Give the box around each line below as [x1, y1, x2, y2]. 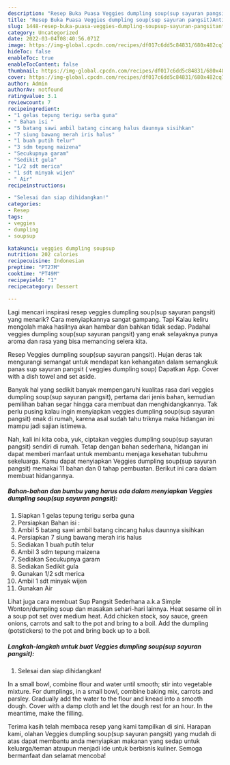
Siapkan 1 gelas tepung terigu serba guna [17, 512, 135, 520]
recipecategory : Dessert [8, 283, 78, 290]
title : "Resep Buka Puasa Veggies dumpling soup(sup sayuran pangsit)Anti [8, 16, 225, 23]
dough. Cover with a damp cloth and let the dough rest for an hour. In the [8, 702, 214, 710]
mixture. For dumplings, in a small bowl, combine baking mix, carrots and [8, 688, 214, 696]
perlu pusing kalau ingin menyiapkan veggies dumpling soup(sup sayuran [8, 407, 215, 415]
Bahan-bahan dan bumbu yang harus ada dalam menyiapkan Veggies [8, 487, 213, 495]
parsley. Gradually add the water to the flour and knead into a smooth [8, 694, 203, 703]
